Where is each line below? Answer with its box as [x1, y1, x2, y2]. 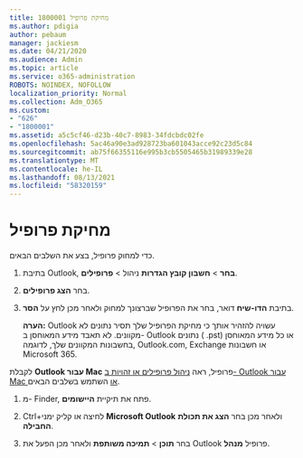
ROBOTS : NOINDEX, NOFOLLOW [9, 80, 111, 89]
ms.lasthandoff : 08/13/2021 [9, 173, 116, 182]
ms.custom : [9, 106, 51, 115]
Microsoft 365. [22, 349, 78, 360]
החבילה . [22, 421, 54, 432]
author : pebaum [9, 30, 67, 39]
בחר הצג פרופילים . [22, 285, 90, 296]
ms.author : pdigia [9, 22, 79, 31]
